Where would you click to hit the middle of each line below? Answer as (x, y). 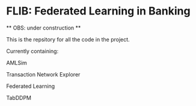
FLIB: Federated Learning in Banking (98, 11)
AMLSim (17, 63)
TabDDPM (19, 98)
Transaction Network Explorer (43, 74)
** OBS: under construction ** (44, 28)
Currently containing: (32, 51)
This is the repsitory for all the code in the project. (68, 39)
